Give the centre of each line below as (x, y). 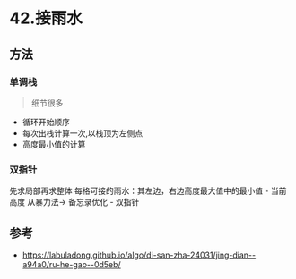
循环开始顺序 (46, 122)
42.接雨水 (46, 18)
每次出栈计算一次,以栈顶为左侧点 (83, 133)
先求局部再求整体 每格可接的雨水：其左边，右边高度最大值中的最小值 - (139, 191)
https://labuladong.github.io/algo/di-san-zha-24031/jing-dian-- (139, 255)
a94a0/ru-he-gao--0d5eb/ (71, 264)
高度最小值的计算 (54, 144)
